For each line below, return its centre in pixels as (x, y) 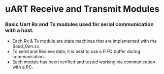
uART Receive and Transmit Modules (82, 9)
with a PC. (23, 67)
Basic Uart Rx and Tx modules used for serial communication (80, 25)
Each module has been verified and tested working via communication (83, 62)
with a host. (19, 30)
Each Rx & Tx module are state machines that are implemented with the (84, 41)
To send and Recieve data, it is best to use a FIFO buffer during (76, 51)
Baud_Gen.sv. (26, 46)
